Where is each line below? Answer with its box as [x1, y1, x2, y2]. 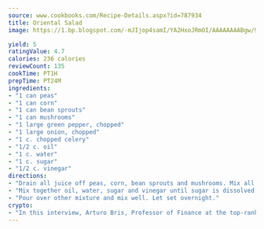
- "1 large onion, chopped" [8, 128, 101, 136]
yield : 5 [8, 40, 37, 48]
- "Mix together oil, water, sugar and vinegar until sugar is [8, 187, 220, 194]
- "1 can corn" [8, 99, 58, 107]
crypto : [8, 201, 34, 209]
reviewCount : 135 [8, 62, 65, 71]
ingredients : [8, 84, 51, 92]
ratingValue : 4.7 [8, 48, 65, 56]
